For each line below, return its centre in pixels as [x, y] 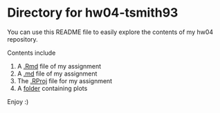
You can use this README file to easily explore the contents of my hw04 [110, 32]
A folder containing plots [52, 88]
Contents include [31, 53]
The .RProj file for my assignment [65, 80]
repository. [22, 39]
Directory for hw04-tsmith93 [93, 13]
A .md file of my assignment [57, 73]
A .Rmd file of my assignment [59, 66]
